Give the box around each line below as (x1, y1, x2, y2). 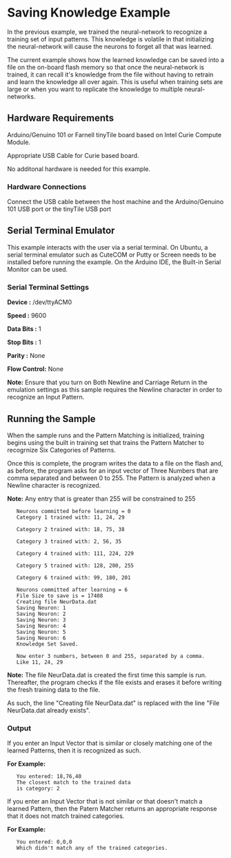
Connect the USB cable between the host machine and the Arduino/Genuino (7, 198, 224, 206)
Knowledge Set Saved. (16, 640, 79, 648)
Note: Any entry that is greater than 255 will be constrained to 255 (7, 495, 196, 503)
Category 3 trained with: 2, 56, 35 (16, 538, 122, 545)
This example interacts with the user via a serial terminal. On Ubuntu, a (7, 243, 208, 251)
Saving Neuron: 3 (16, 616, 67, 623)
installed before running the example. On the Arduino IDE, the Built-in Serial (7, 257, 221, 266)
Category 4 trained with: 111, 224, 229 (16, 550, 134, 557)
